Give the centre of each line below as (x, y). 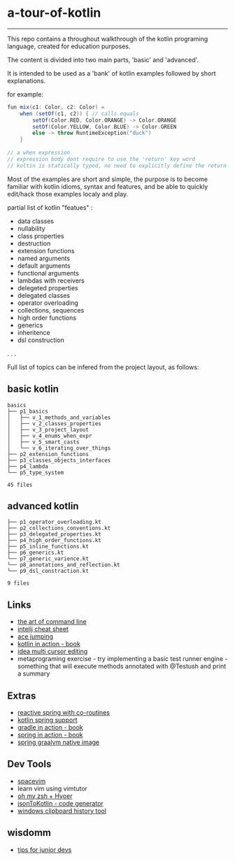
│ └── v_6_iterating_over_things (59, 448)
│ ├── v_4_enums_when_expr (50, 436)
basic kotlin (33, 389)
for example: (26, 94)
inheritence (34, 332)
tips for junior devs (44, 849)
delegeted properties (48, 287)
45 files (20, 485)
